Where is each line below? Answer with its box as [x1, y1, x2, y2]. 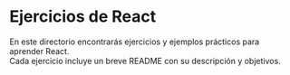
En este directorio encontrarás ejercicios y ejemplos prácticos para [9, 36, 260, 47]
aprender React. [9, 45, 70, 56]
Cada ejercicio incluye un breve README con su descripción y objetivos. [9, 55, 281, 66]
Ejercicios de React [9, 6, 157, 27]
